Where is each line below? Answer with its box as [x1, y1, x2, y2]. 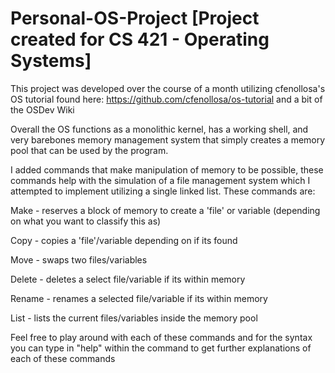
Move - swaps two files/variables [10, 253, 148, 266]
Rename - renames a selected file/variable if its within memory [10, 292, 268, 304]
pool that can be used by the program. [10, 144, 169, 156]
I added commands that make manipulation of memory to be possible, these [10, 163, 324, 176]
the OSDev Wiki [10, 103, 75, 116]
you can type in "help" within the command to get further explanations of [10, 342, 312, 354]
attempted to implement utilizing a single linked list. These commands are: [10, 185, 316, 197]
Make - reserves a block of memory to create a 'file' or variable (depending [10, 204, 321, 216]
